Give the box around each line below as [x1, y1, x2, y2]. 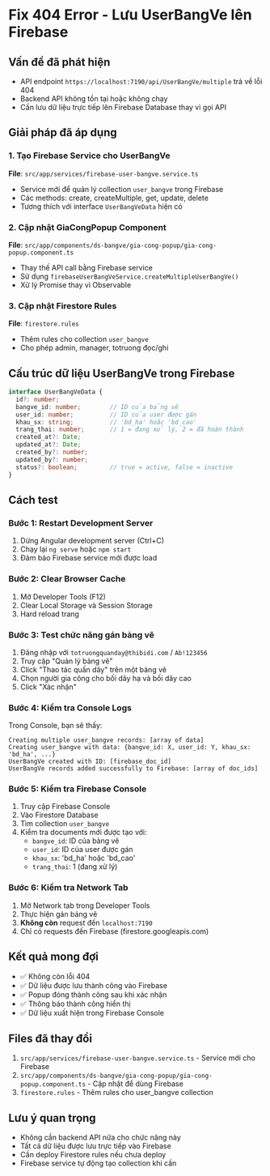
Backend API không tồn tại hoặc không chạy [19, 94, 168, 103]
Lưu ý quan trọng [8, 1111, 96, 1125]
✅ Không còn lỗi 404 [19, 971, 91, 981]
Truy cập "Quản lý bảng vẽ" [19, 656, 113, 666]
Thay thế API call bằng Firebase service [19, 262, 154, 272]
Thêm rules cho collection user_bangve [19, 334, 150, 344]
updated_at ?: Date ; [15, 441, 82, 449]
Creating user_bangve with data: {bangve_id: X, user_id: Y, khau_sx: [8, 744, 251, 752]
